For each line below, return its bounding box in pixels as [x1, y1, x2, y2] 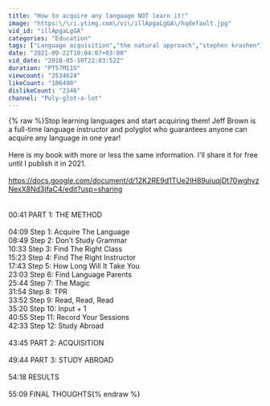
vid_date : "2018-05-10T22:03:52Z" [8, 57, 125, 65]
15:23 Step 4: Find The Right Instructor [8, 252, 137, 262]
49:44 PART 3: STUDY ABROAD [8, 355, 114, 365]
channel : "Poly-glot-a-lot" [8, 94, 103, 102]
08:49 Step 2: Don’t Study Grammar [8, 236, 128, 245]
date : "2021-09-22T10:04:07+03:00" [8, 49, 128, 57]
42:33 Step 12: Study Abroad [8, 321, 104, 330]
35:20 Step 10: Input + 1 [8, 304, 87, 314]
